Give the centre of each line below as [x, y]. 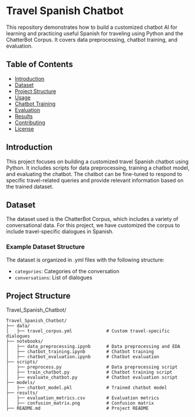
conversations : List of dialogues [53, 277]
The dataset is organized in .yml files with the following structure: [85, 260]
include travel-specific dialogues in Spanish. [60, 231]
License [24, 128]
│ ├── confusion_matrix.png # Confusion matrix [80, 403]
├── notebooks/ [25, 342]
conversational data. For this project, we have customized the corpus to [93, 226]
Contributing [30, 123]
